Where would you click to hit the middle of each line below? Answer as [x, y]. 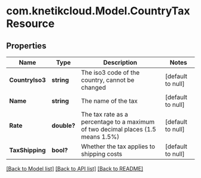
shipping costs [102, 154]
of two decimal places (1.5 [119, 129]
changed [94, 88]
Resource [31, 24]
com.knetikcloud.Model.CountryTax [98, 11]
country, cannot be [108, 80]
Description [120, 62]
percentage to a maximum [118, 122]
